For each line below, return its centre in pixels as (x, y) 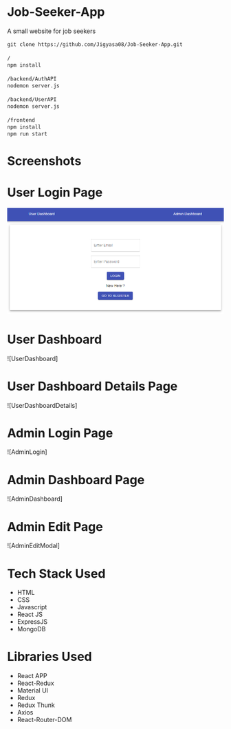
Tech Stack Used (56, 573)
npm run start (27, 134)
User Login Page (55, 193)
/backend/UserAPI (32, 99)
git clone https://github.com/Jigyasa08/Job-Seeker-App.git (95, 44)
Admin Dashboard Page (76, 480)
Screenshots (44, 161)
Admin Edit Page (55, 526)
